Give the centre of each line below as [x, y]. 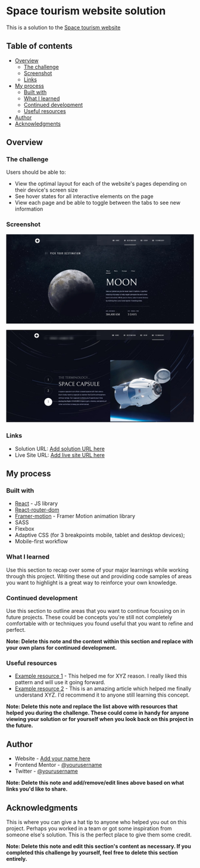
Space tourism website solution [86, 11]
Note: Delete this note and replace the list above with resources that [92, 707]
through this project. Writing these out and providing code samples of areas [99, 576]
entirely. [17, 858]
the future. [20, 726]
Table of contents [39, 46]
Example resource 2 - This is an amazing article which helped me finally [103, 689]
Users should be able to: [36, 172]
